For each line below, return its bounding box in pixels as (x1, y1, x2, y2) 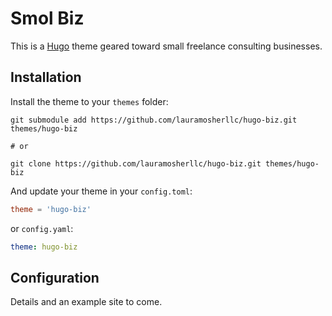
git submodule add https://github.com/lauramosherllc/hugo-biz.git (10, 115, 298, 125)
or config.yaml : (10, 222, 74, 234)
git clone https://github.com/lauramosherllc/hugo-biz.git (10, 158, 262, 169)
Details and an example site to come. (10, 296, 163, 308)
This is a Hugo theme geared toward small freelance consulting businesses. (10, 40, 323, 52)
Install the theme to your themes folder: (10, 95, 169, 107)
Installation (10, 69, 82, 86)
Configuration (10, 269, 100, 286)
